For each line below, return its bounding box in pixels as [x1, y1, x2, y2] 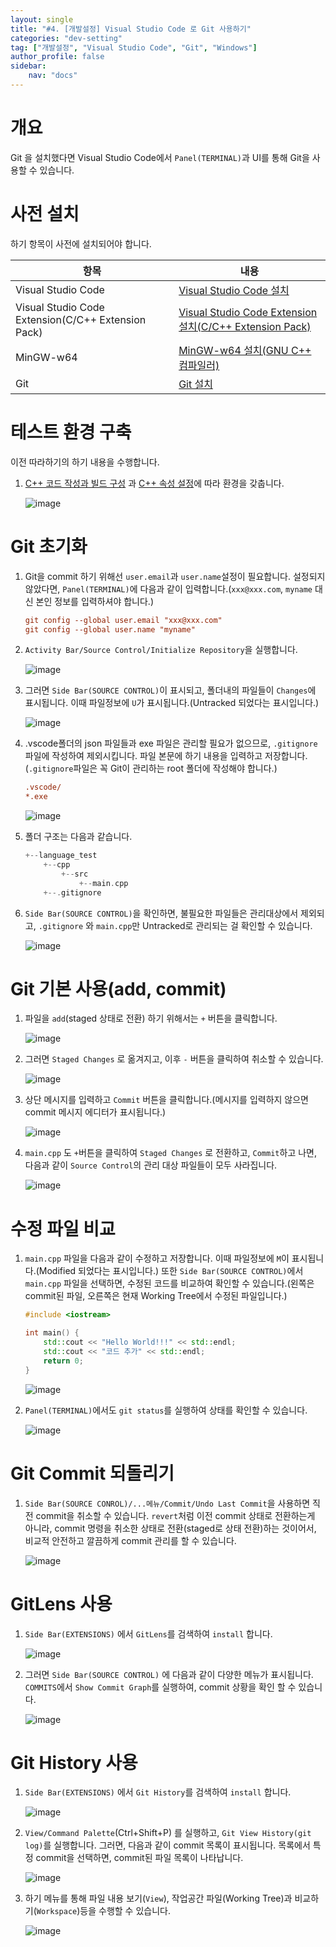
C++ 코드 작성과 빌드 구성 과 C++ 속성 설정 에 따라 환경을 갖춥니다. [24, 477, 285, 489]
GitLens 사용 [10, 1592, 113, 1615]
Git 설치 [178, 377, 213, 391]
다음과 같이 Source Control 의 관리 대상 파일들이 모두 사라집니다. [24, 1159, 278, 1171]
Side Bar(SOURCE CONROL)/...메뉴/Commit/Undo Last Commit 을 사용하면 [24, 1497, 311, 1509]
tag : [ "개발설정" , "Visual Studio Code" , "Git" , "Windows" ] [10, 42, 258, 53]
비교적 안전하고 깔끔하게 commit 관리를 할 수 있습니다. [24, 1534, 237, 1546]
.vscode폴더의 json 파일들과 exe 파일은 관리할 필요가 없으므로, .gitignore [24, 737, 318, 750]
